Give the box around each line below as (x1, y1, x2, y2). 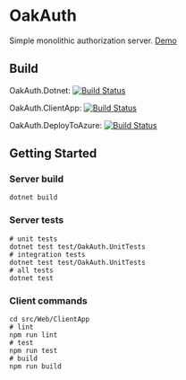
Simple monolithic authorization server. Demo (9, 35, 177, 46)
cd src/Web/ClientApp (9, 315, 90, 324)
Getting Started (9, 146, 97, 162)
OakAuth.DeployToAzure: (9, 119, 103, 130)
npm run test (9, 347, 58, 356)
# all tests (9, 266, 54, 275)
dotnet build (9, 193, 58, 202)
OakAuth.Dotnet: (9, 84, 72, 95)
